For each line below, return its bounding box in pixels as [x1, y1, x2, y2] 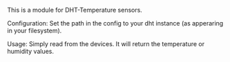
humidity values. [7, 48, 54, 55]
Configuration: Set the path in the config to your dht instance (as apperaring [7, 19, 224, 27]
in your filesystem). [7, 27, 62, 34]
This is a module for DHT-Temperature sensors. [7, 6, 143, 14]
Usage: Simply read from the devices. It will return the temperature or [7, 40, 205, 48]
